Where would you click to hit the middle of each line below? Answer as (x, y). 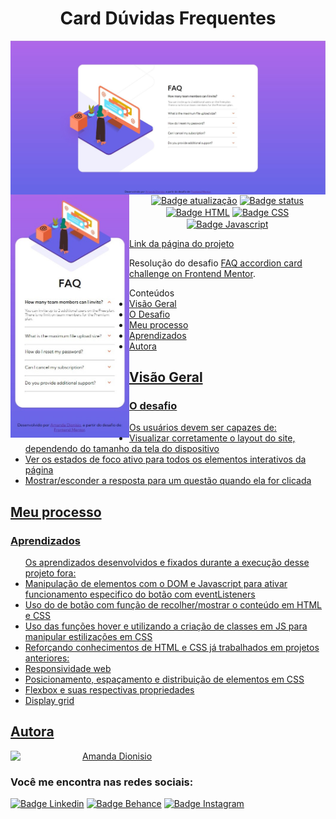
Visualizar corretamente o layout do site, (212, 438)
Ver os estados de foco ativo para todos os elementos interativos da (165, 459)
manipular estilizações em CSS (88, 636)
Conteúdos (152, 293)
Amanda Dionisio (117, 756)
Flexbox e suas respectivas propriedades (109, 689)
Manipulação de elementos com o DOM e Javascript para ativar (156, 583)
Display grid (49, 700)
